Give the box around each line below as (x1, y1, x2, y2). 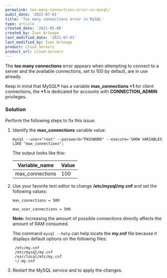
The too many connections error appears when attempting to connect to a (5, 63, 159, 69)
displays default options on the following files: (12, 236, 107, 242)
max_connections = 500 (12, 198, 60, 203)
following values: (12, 188, 47, 194)
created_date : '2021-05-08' (5, 26, 64, 31)
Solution (5, 106, 26, 113)
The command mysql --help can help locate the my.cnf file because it (12, 230, 157, 236)
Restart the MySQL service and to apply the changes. (12, 267, 123, 273)
